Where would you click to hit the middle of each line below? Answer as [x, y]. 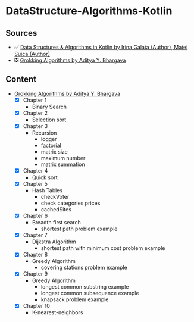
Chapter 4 [35, 171]
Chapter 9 [35, 274]
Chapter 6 [35, 216]
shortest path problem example [79, 229]
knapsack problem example [75, 299]
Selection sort [49, 120]
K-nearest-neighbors [57, 312]
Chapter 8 [35, 255]
